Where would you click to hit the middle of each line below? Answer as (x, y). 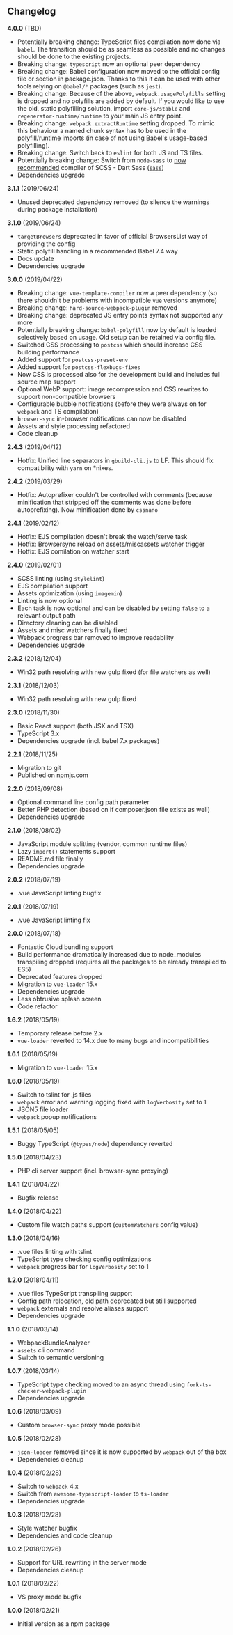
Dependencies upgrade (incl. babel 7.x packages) (88, 740)
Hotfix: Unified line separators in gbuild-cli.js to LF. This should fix (115, 460)
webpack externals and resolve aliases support (83, 1308)
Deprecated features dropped (60, 976)
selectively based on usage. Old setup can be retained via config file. (116, 337)
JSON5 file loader (43, 1109)
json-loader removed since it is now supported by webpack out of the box (122, 1452)
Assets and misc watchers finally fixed (72, 630)
